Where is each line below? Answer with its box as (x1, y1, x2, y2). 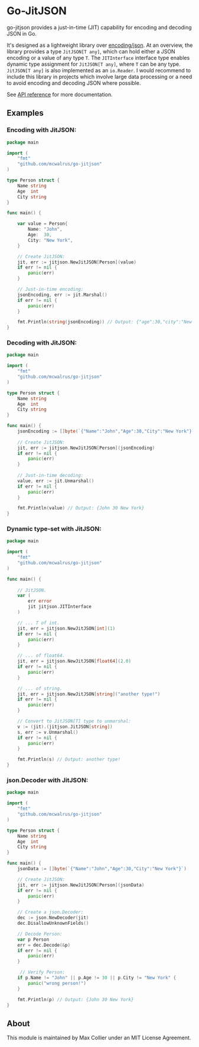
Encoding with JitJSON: (6, 126, 77, 134)
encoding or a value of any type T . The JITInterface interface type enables (6, 54, 190, 61)
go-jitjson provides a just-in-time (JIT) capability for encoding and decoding (6, 24, 192, 31)
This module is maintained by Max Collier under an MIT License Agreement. (6, 1034, 191, 1042)
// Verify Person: (19, 969, 66, 975)
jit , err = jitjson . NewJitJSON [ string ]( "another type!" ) (17, 691, 161, 697)
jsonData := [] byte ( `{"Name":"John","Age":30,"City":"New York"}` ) (17, 866, 187, 872)
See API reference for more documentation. (6, 91, 113, 98)
